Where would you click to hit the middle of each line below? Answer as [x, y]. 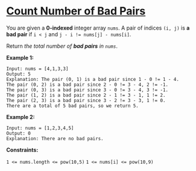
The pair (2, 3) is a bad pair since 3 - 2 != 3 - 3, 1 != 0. [86, 100]
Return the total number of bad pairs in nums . [62, 46]
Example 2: [21, 117]
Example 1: [20, 57]
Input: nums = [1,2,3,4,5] [40, 128]
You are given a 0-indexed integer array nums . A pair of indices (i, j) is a [98, 28]
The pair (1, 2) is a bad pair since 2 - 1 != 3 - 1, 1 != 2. [86, 95]
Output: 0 [19, 133]
